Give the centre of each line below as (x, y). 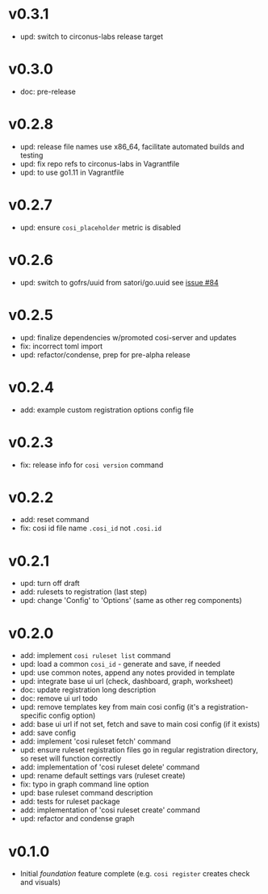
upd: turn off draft (50, 584)
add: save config (48, 733)
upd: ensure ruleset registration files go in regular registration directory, (139, 750)
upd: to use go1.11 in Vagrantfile (72, 172)
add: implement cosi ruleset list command (95, 656)
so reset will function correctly (71, 759)
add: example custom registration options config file (107, 410)
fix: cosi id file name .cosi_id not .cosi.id (91, 528)
